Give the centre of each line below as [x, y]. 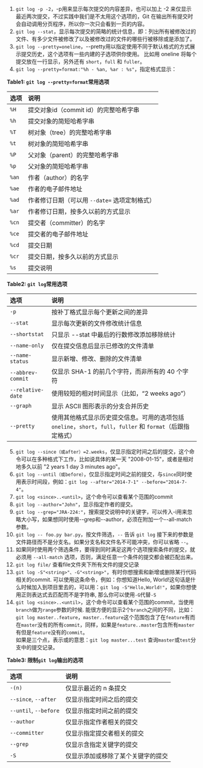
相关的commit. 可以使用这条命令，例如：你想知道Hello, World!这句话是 [103, 579]
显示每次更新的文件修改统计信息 [97, 323]
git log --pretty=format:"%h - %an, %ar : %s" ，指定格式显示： [96, 69]
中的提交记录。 [39, 647]
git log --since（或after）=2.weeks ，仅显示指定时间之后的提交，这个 [102, 451]
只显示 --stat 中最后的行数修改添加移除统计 [114, 335]
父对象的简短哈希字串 [58, 166]
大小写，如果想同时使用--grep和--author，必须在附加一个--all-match [106, 519]
